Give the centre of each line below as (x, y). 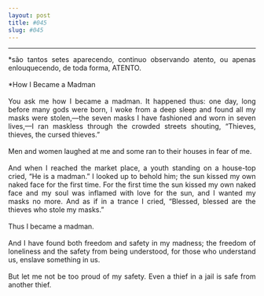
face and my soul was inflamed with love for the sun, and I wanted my (132, 193)
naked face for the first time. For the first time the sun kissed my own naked (132, 185)
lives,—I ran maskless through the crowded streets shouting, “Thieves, (132, 126)
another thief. (30, 285)
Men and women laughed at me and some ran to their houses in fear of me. (130, 152)
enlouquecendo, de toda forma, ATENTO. (75, 68)
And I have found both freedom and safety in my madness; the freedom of (132, 243)
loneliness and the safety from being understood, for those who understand (132, 251)
